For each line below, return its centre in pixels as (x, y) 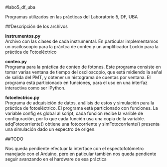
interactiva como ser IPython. (35, 88)
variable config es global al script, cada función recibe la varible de (74, 113)
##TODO (14, 139)
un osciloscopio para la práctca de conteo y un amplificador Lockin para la (82, 46)
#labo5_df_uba (20, 7)
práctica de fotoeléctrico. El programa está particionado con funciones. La (82, 108)
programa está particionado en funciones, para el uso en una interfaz (77, 83)
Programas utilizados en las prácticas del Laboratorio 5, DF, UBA (72, 17)
